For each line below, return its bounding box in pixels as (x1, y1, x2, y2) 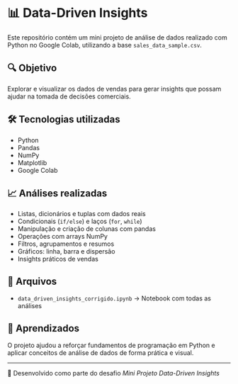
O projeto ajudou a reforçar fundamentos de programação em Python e (7, 341, 215, 349)
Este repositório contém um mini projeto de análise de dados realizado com (7, 33, 228, 42)
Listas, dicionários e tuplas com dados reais (17, 210, 147, 218)
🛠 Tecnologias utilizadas (7, 113, 120, 125)
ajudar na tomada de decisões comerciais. (7, 92, 131, 101)
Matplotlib (17, 158, 47, 166)
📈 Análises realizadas (7, 187, 108, 199)
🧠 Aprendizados (7, 322, 80, 334)
